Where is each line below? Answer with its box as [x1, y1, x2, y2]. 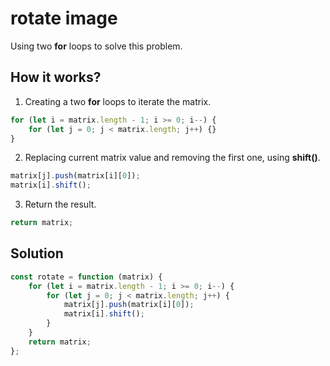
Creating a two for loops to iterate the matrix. [24, 95, 212, 107]
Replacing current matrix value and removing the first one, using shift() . [24, 152, 321, 164]
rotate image [10, 7, 118, 30]
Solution [10, 245, 64, 262]
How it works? [10, 69, 102, 86]
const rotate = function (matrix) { [10, 272, 163, 282]
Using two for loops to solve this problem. [10, 40, 183, 52]
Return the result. [24, 198, 97, 211]
